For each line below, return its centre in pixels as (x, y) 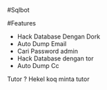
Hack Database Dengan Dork (59, 36)
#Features (22, 23)
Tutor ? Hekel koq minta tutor (48, 79)
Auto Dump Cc (38, 66)
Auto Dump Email (42, 44)
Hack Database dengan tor (55, 58)
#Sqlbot (18, 10)
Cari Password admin (47, 51)
